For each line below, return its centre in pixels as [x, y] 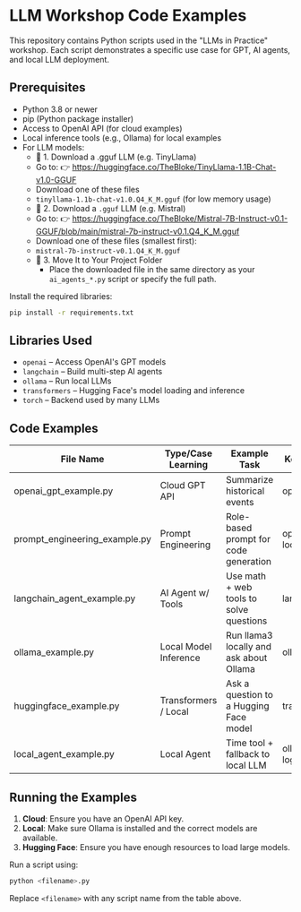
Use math [246, 576]
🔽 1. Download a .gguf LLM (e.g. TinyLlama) [116, 157]
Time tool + [249, 743]
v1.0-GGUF [56, 179]
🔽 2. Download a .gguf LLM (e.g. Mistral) [111, 208]
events [240, 503]
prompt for [248, 539]
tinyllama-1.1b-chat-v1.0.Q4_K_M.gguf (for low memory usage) [153, 199]
